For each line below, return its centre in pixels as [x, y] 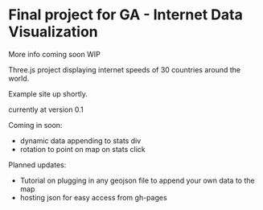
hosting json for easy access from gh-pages [93, 197]
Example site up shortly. [48, 93]
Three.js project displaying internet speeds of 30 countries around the [125, 69]
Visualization [53, 32]
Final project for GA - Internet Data [125, 15]
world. [19, 78]
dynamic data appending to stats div [80, 140]
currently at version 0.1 [46, 109]
